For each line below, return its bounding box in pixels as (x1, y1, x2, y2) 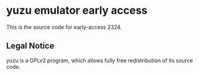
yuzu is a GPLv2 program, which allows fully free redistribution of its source (6, 56, 194, 64)
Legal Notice (6, 41, 55, 51)
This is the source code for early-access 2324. (6, 23, 122, 31)
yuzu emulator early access (6, 4, 148, 17)
